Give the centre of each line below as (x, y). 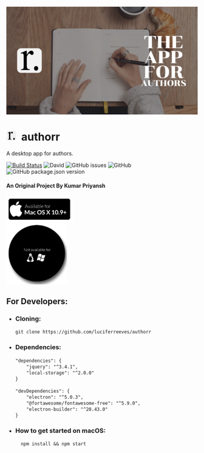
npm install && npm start (53, 444)
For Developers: (37, 301)
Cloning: (28, 318)
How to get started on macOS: (60, 431)
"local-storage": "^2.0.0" (60, 373)
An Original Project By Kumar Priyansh (56, 186)
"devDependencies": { (42, 391)
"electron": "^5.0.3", (55, 397)
